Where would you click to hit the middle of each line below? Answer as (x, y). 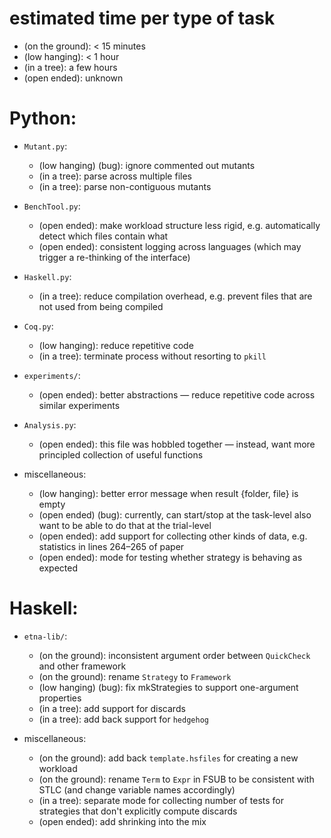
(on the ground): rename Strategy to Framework (135, 676)
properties (60, 698)
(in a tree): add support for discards (112, 708)
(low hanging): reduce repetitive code (116, 345)
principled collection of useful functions (121, 454)
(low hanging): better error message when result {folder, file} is (168, 493)
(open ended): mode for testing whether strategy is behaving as (170, 557)
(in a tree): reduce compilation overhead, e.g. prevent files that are (175, 296)
